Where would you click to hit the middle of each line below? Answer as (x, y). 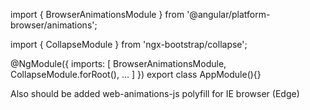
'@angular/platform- (228, 14)
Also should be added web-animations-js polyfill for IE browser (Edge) (155, 93)
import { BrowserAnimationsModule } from (97, 14)
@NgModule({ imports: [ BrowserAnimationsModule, (118, 63)
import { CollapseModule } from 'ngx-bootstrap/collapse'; (129, 44)
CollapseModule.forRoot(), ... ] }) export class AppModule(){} (136, 74)
